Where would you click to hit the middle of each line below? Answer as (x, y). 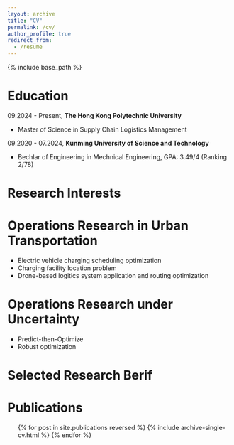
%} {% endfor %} (66, 435)
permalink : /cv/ (31, 27)
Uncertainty (44, 320)
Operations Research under (90, 305)
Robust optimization (47, 347)
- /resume (28, 47)
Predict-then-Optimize (50, 339)
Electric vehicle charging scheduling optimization (89, 261)
